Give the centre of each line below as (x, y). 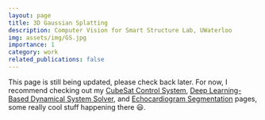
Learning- (225, 90)
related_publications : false (56, 60)
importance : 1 (32, 45)
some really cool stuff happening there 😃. (77, 107)
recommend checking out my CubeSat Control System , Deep (108, 90)
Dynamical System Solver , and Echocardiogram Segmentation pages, (144, 99)
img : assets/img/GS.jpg (48, 37)
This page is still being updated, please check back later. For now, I (118, 82)
